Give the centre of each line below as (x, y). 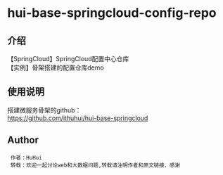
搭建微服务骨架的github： (44, 110)
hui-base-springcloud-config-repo (112, 13)
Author (23, 140)
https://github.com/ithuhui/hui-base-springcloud (78, 118)
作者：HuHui (26, 157)
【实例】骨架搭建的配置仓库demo (56, 67)
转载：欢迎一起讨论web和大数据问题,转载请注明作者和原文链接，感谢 (95, 165)
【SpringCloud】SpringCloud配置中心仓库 (68, 59)
